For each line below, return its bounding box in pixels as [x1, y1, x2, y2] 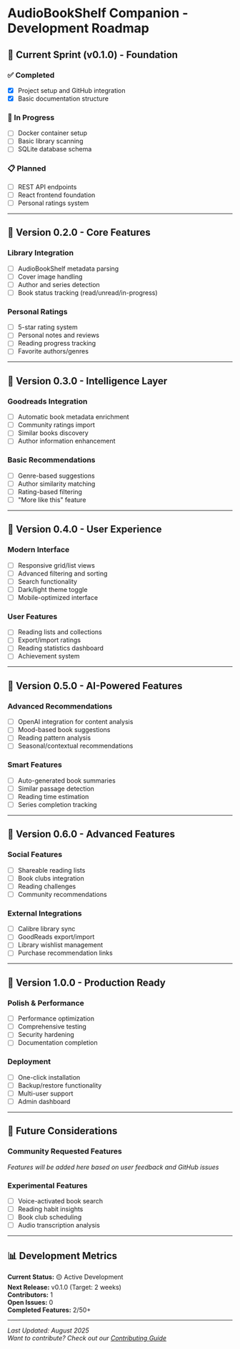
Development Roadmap [7, 20, 150, 36]
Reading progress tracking [17, 339, 96, 348]
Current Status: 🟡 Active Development [7, 1273, 124, 1281]
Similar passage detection [17, 784, 95, 793]
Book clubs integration [17, 873, 84, 883]
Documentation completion [17, 1038, 98, 1047]
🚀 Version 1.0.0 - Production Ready [7, 976, 166, 988]
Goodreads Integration [7, 396, 88, 406]
